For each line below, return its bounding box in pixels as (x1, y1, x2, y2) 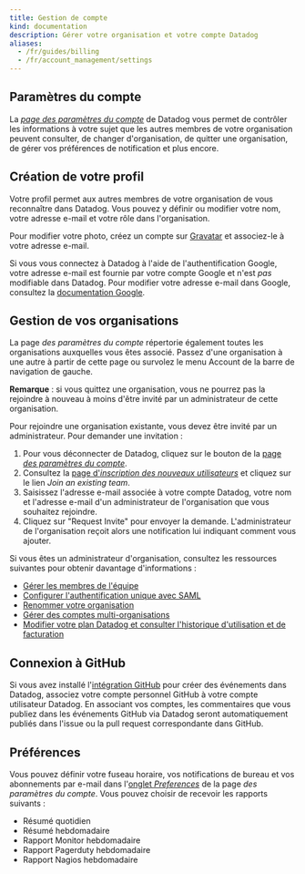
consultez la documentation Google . (9, 286, 146, 297)
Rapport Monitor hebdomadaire (22, 835, 141, 846)
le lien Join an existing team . (22, 478, 130, 488)
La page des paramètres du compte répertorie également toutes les (9, 337, 264, 348)
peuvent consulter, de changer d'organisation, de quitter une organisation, (9, 133, 289, 144)
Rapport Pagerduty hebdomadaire (22, 845, 151, 856)
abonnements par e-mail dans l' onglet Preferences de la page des (9, 778, 258, 789)
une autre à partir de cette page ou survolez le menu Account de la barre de (9, 356, 295, 367)
